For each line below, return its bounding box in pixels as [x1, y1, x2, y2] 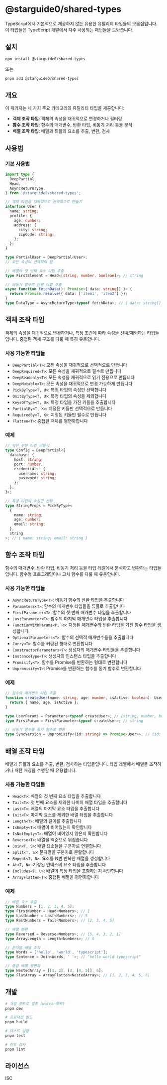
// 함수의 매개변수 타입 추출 [5, 691, 56, 696]
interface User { [5, 204, 41, 209]
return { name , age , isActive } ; [9, 700, 79, 705]
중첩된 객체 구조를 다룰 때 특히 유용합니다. [19, 336, 101, 342]
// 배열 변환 [5, 927, 28, 932]
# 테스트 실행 [5, 1029, 29, 1034]
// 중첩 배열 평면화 [5, 963, 41, 968]
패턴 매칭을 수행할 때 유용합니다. [14, 767, 77, 773]
